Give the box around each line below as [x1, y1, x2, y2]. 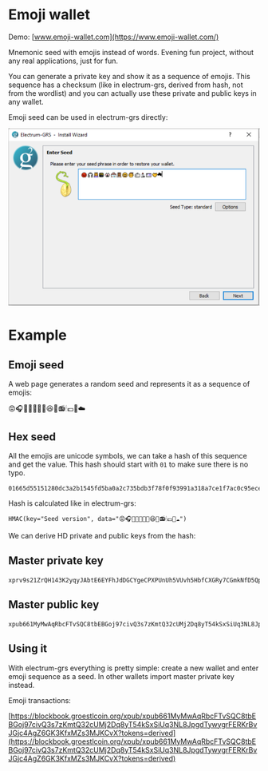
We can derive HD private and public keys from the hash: [8, 531, 196, 541]
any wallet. [8, 97, 44, 106]
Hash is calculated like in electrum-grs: [8, 499, 137, 508]
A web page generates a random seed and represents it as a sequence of [8, 380, 250, 389]
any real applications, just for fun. [8, 56, 118, 66]
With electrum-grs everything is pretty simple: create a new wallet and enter [8, 663, 259, 673]
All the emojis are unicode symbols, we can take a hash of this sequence [8, 451, 247, 461]
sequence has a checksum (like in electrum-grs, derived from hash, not [8, 80, 243, 89]
